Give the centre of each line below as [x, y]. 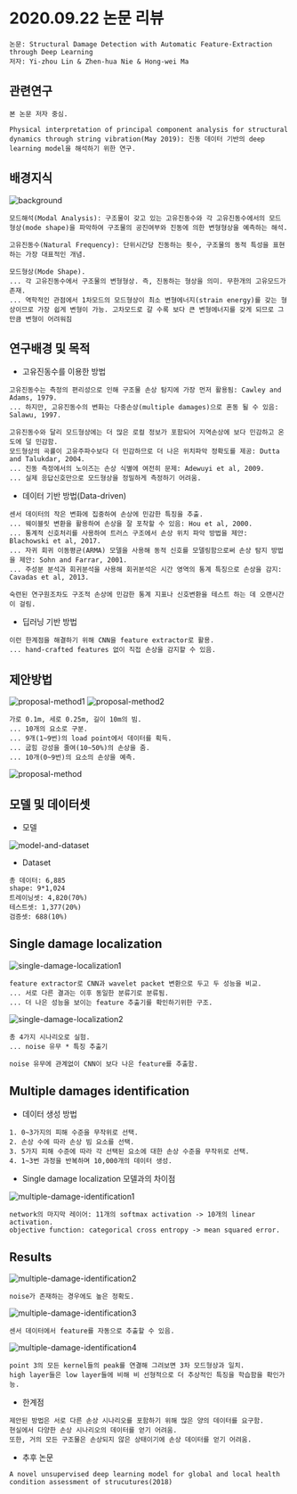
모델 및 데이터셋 [50, 804]
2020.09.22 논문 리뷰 [87, 18]
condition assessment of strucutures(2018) [91, 1482]
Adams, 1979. [33, 398]
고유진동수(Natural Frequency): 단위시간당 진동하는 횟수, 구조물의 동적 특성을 [139, 245]
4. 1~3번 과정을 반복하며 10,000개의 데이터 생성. [91, 1160]
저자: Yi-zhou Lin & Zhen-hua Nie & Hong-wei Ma [99, 62]
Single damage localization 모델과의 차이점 [99, 1178]
